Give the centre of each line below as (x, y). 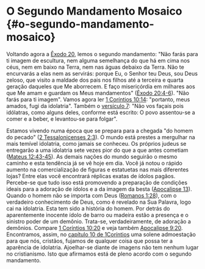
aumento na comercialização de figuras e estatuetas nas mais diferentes (98, 170)
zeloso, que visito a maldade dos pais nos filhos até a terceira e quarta (95, 80)
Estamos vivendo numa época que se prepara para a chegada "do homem (100, 131)
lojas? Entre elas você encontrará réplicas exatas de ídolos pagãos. (91, 176)
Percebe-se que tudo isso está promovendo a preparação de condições (97, 182)
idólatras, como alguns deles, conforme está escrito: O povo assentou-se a (101, 112)
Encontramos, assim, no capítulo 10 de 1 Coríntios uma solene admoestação (101, 234)
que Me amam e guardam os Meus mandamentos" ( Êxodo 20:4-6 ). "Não (98, 93)
